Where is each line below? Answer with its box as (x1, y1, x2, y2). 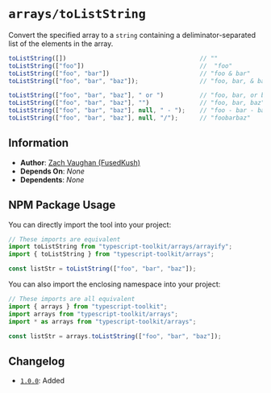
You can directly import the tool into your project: (8, 219, 172, 229)
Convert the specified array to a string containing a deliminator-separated (8, 30, 256, 40)
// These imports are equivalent (8, 235, 121, 244)
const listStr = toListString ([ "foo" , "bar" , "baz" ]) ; (8, 265, 197, 273)
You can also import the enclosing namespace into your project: (8, 279, 221, 289)
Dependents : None (19, 174, 85, 184)
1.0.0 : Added (19, 376, 65, 386)
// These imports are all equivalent (8, 295, 135, 303)
